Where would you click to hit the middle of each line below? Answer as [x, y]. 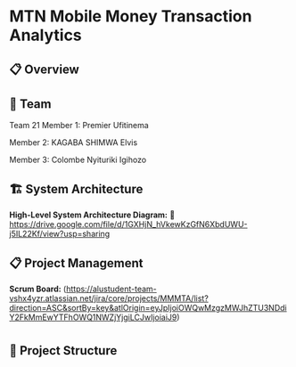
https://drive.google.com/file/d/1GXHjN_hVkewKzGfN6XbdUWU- [128, 224]
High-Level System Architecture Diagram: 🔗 [92, 215]
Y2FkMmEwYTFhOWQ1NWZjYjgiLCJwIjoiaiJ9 [93, 317]
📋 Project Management [77, 263]
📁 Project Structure [63, 351]
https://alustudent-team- [111, 289]
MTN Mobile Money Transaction [131, 16]
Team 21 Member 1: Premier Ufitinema [79, 126]
